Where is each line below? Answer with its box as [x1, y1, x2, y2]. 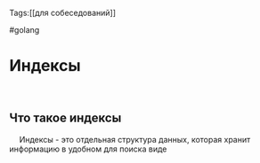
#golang [9, 25, 40, 35]
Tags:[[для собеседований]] [9, 8, 117, 18]
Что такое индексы [9, 111, 122, 126]
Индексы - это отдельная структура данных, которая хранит [19, 134, 251, 144]
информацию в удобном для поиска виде [9, 144, 167, 154]
